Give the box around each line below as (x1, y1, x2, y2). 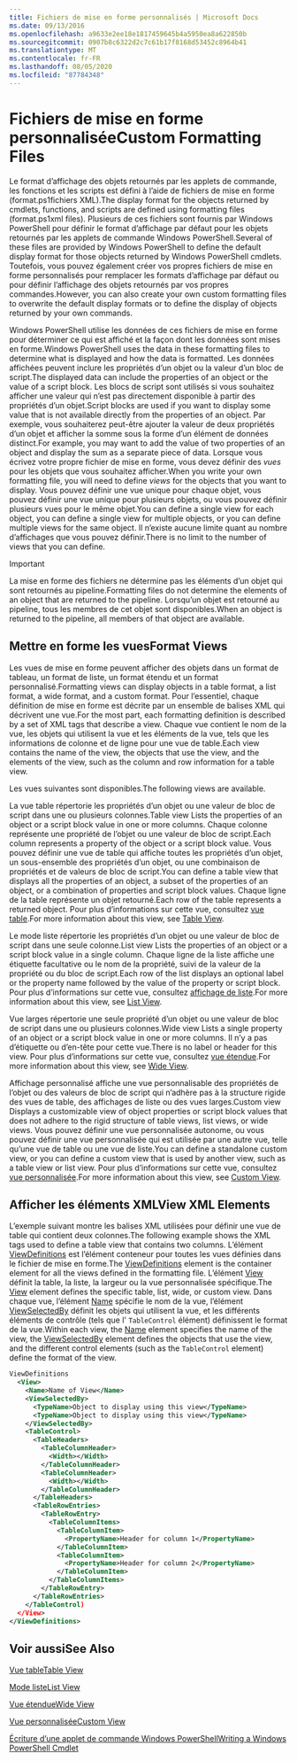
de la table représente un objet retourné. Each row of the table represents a (9, 894, 282, 904)
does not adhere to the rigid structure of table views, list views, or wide (9, 1115, 269, 1126)
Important (9, 558, 45, 569)
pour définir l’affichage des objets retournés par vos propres (9, 279, 229, 290)
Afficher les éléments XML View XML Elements (9, 1197, 270, 1212)
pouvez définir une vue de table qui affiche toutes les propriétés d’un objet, (9, 847, 284, 857)
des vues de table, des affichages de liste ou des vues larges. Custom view (9, 1096, 281, 1107)
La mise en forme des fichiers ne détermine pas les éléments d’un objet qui (9, 575, 283, 586)
